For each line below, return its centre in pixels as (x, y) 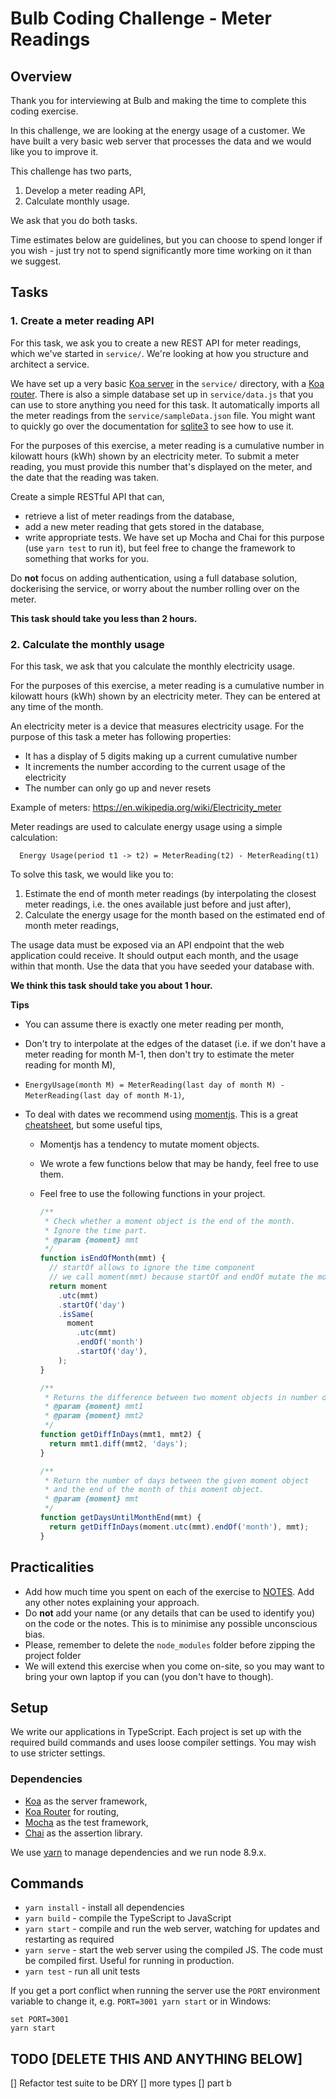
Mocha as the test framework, (86, 1822)
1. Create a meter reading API (82, 321)
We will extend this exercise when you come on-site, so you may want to (174, 1666)
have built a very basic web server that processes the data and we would (161, 141)
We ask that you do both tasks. (74, 220)
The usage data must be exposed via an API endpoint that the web (147, 944)
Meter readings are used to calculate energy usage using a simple (146, 826)
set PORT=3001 (40, 2020)
